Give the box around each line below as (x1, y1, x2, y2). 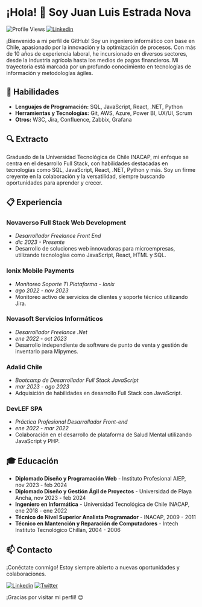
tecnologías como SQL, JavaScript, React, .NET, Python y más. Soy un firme (6, 166, 196, 173)
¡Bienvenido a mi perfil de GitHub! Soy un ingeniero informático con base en (6, 37, 195, 44)
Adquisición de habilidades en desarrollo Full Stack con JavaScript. (14, 390, 183, 397)
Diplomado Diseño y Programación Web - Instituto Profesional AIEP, (14, 475, 186, 482)
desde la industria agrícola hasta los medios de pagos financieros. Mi (6, 56, 178, 64)
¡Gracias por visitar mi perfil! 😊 (6, 594, 84, 601)
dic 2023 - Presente (14, 238, 65, 246)
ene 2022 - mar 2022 (14, 425, 69, 432)
